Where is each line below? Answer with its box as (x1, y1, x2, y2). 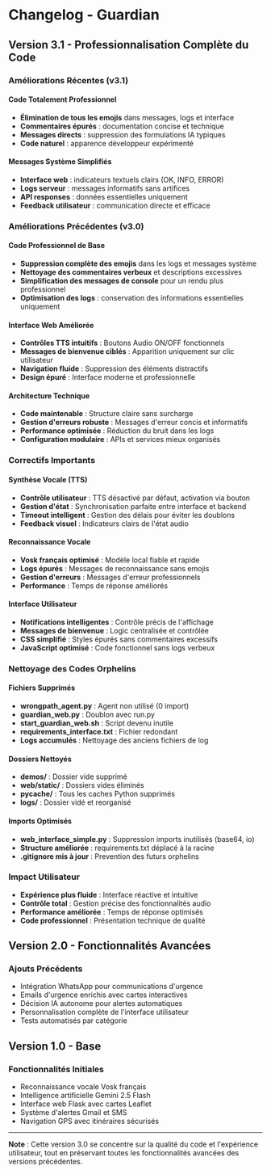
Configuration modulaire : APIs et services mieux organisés (19, 435, 221, 444)
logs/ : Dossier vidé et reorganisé (19, 797, 131, 807)
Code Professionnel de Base (8, 241, 106, 250)
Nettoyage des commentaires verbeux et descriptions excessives (19, 267, 242, 277)
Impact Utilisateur (8, 871, 81, 882)
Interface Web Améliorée (8, 320, 94, 330)
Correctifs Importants (8, 455, 95, 466)
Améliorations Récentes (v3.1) (8, 74, 129, 86)
